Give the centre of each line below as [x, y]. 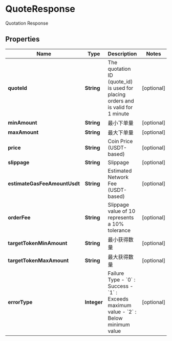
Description [122, 53]
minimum [119, 325]
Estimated [120, 171]
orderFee [19, 217]
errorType [20, 302]
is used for [121, 88]
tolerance [119, 230]
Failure [116, 273]
